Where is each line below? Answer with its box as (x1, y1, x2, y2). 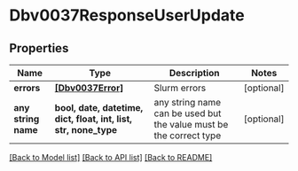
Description (169, 67, 220, 79)
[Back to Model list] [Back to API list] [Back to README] (9, 152, 213, 162)
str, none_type (54, 124, 118, 136)
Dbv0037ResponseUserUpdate (9, 5, 246, 26)
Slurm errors (153, 82, 207, 94)
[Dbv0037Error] (54, 82, 124, 94)
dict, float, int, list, (54, 113, 133, 125)
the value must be (153, 119, 229, 130)
